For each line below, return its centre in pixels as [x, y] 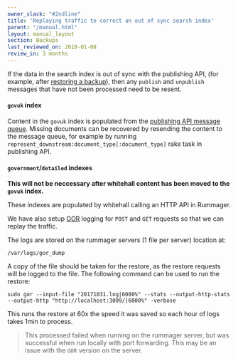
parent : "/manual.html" [43, 27]
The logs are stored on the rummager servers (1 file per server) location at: [117, 240]
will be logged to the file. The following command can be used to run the [114, 274]
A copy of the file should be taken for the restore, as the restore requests [114, 266]
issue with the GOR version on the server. [83, 350]
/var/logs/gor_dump [36, 253]
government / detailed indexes [50, 167]
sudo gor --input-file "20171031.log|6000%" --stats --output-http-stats [119, 295]
